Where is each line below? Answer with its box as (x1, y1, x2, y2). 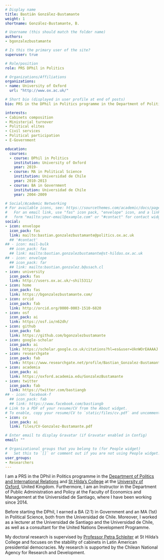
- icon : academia (5, 365, 41, 370)
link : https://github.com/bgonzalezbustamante (9, 333, 106, 338)
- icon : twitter (5, 378, 38, 384)
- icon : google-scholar (5, 338, 54, 342)
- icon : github (5, 324, 36, 329)
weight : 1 (5, 16, 25, 21)
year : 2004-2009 (14, 192, 47, 197)
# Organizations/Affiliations (5, 74, 67, 79)
